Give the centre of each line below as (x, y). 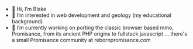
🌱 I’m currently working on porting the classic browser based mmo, (92, 27)
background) (27, 21)
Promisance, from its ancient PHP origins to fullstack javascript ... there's (99, 34)
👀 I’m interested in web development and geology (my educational (91, 15)
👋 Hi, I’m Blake (29, 9)
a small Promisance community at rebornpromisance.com (81, 40)
